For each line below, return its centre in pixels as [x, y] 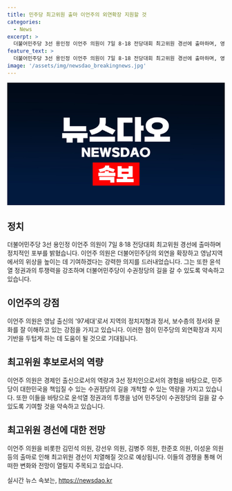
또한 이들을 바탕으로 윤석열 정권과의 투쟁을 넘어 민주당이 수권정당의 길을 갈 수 [120, 398]
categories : [24, 22]
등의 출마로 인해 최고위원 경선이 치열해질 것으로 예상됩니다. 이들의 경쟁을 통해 [111, 456]
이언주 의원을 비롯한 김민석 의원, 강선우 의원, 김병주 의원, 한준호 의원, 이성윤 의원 [116, 448]
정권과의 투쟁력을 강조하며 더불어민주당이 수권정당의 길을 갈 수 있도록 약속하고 [119, 271]
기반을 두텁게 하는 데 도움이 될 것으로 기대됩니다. [72, 338]
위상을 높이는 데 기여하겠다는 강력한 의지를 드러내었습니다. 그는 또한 [117, 262]
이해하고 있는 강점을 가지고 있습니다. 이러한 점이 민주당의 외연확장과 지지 [125, 330]
